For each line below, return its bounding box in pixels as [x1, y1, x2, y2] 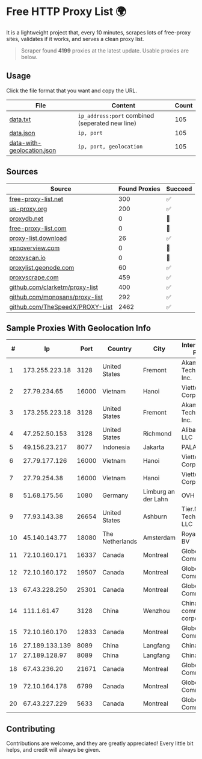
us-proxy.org [9, 205, 47, 213]
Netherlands [102, 538, 137, 546]
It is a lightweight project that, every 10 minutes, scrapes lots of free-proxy [6, 28, 191, 36]
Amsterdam [142, 533, 176, 542]
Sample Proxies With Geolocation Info [6, 323, 151, 333]
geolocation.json [9, 146, 57, 154]
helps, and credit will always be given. [6, 746, 100, 754]
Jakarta [142, 443, 165, 451]
